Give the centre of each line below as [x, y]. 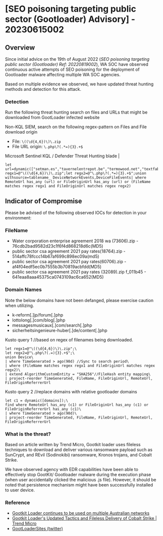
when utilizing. [20, 305]
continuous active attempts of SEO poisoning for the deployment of [72, 69]
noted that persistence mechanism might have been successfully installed [79, 485]
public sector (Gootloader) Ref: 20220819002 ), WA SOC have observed [77, 64]
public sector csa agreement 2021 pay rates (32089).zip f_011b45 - [79, 272]
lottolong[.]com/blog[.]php [39, 320]
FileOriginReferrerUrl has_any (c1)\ [43, 409]
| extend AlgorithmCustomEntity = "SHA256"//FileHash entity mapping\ [78, 374]
